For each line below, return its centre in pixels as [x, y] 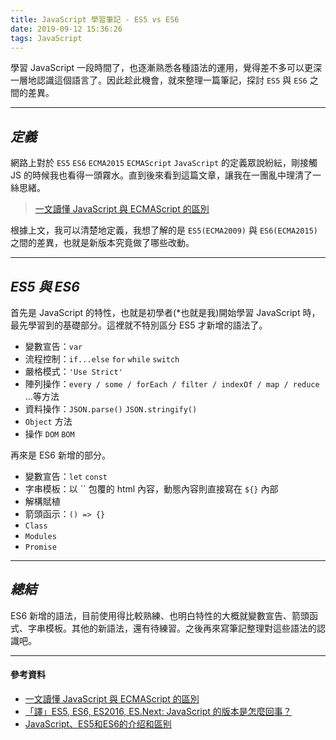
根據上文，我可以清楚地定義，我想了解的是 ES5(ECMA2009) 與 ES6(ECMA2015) [164, 230]
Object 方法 [48, 421]
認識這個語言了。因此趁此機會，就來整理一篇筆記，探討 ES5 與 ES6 [172, 80]
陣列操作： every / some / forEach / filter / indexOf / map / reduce [172, 384]
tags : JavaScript [46, 38]
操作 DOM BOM [49, 434]
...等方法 [42, 396]
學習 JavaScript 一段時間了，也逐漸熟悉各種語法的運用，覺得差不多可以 [157, 68]
